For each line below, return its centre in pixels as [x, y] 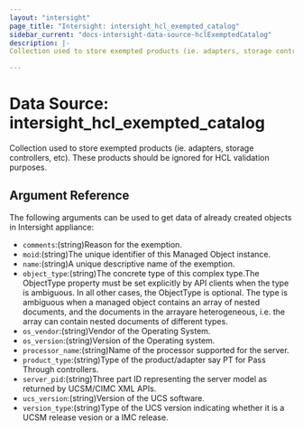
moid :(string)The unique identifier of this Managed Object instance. [147, 254]
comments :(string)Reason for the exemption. [102, 244]
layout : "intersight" [50, 18]
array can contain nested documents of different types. [125, 321]
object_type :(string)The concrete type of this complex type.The [141, 273]
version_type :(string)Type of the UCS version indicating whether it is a [153, 407]
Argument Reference [69, 196]
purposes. [28, 167]
